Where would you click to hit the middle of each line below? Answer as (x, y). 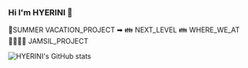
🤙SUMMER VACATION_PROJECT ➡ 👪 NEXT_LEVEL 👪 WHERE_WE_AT (124, 30)
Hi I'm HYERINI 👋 (41, 13)
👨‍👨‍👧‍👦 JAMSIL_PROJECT (48, 41)
